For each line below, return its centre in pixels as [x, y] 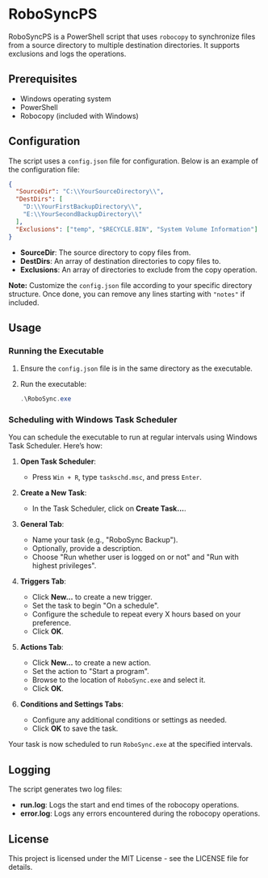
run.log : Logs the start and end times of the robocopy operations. [130, 805]
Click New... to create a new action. [92, 663]
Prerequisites [43, 79]
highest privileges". [64, 566]
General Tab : [42, 524]
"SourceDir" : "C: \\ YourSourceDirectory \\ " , [90, 192]
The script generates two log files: [65, 789]
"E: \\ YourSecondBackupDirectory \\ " [83, 214]
